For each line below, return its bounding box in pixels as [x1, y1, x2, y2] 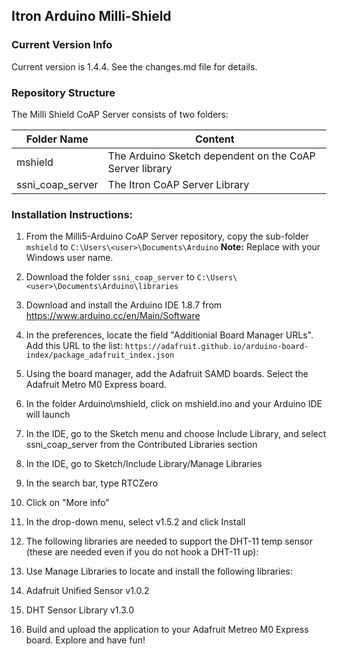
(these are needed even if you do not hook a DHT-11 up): [25, 546, 259, 558]
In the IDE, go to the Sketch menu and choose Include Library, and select [25, 428, 327, 440]
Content [194, 132, 235, 146]
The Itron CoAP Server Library [107, 177, 250, 191]
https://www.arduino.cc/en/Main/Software [25, 310, 201, 322]
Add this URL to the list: [25, 340, 123, 352]
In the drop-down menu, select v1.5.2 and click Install [25, 516, 246, 528]
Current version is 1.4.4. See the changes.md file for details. [11, 60, 258, 73]
